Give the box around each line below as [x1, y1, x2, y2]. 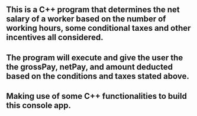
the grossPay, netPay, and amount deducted [6, 62, 173, 72]
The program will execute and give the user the [6, 53, 183, 63]
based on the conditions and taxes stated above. [6, 71, 189, 81]
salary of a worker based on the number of [6, 14, 166, 24]
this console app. [6, 101, 72, 111]
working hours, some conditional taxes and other [6, 23, 191, 33]
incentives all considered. [6, 33, 104, 43]
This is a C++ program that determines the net [6, 5, 180, 15]
